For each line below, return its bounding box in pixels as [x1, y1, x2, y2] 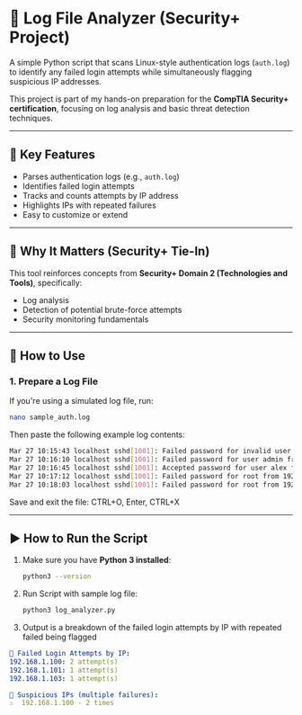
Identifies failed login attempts [22, 180, 135, 192]
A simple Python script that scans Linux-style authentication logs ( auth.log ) [9, 57, 290, 67]
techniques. [9, 112, 53, 123]
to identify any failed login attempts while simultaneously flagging [9, 67, 253, 77]
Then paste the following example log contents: [9, 429, 186, 440]
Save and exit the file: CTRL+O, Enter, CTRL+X [9, 496, 180, 507]
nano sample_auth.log [9, 413, 91, 422]
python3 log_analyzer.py [22, 606, 116, 615]
